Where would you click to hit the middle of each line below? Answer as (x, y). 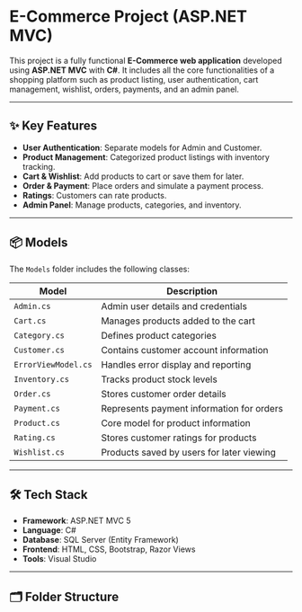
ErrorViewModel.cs (53, 364)
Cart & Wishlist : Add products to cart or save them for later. (133, 176)
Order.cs (32, 394)
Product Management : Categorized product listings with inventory (146, 157)
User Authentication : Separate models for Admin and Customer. (142, 147)
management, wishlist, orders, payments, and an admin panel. (124, 89)
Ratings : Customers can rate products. (94, 195)
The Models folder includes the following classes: (100, 269)
